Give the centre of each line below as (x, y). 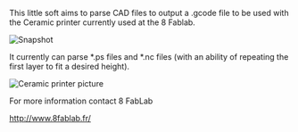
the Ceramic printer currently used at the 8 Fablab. (103, 22)
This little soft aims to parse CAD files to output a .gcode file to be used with (149, 13)
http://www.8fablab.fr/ (50, 118)
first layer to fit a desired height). (70, 66)
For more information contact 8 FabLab (81, 101)
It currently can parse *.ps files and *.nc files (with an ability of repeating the (149, 57)
